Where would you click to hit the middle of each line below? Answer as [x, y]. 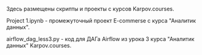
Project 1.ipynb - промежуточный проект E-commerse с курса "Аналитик [101, 20]
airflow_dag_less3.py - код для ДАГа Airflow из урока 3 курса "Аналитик [100, 39]
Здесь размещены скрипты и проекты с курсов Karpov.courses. [91, 9]
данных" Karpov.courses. [39, 46]
